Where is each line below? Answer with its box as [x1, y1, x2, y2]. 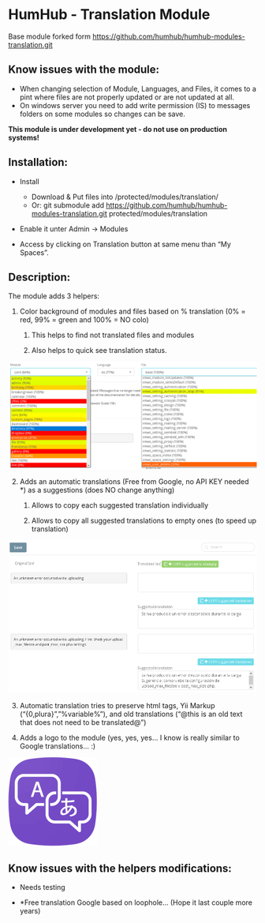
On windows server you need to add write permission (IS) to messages [19, 100, 251, 110]
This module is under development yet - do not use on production [8, 124, 227, 133]
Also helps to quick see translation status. [31, 346, 167, 355]
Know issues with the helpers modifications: [8, 861, 233, 875]
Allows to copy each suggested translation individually [31, 500, 209, 510]
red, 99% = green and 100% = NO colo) [19, 315, 150, 325]
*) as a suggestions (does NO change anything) [19, 485, 175, 494]
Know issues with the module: [8, 63, 160, 77]
